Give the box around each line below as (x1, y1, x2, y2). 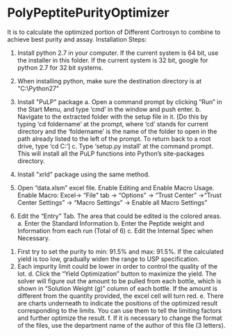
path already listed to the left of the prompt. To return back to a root (17, 134, 211, 143)
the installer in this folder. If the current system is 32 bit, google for (17, 56, 208, 64)
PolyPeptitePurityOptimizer (7, 5, 169, 21)
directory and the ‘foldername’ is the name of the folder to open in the (17, 127, 217, 135)
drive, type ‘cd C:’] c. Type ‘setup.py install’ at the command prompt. (17, 142, 214, 150)
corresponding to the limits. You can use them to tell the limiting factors (17, 306, 222, 314)
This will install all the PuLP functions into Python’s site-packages (17, 149, 205, 158)
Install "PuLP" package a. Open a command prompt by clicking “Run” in (17, 97, 222, 106)
